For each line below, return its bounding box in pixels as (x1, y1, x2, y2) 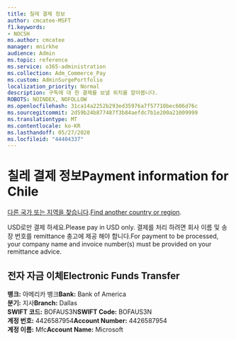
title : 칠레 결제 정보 (7, 10, 66, 18)
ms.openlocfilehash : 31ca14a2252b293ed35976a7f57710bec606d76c (7, 103, 198, 110)
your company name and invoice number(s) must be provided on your (7, 240, 212, 249)
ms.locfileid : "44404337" (7, 135, 84, 142)
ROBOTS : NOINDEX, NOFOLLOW (7, 96, 87, 103)
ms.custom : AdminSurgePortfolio (7, 76, 103, 84)
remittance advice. (7, 247, 62, 256)
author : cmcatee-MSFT (7, 17, 72, 24)
